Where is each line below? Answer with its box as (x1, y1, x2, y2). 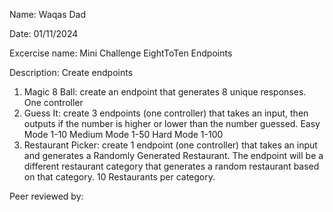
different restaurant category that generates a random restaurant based (23, 160, 320, 172)
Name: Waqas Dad (9, 9, 87, 20)
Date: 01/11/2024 (9, 28, 79, 39)
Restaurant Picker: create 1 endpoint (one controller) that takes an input (23, 139, 318, 151)
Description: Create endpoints (9, 67, 134, 78)
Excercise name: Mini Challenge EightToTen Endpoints (9, 47, 233, 59)
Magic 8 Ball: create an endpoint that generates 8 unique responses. (23, 86, 307, 98)
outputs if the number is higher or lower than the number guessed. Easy (23, 118, 321, 129)
